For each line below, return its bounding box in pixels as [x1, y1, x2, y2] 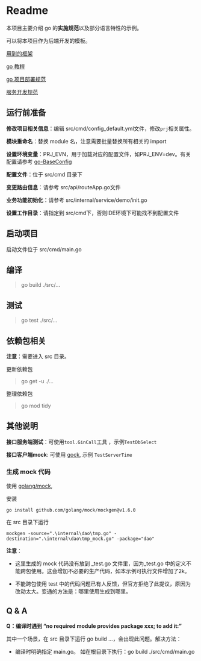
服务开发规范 [6, 88, 38, 95]
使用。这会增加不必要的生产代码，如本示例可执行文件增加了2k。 [31, 568, 191, 575]
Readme [6, 4, 49, 17]
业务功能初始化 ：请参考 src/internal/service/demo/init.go [6, 196, 147, 204]
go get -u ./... [20, 378, 54, 384]
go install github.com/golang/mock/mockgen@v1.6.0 [6, 507, 136, 513]
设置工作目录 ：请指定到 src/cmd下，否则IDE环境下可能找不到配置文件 [6, 209, 179, 216]
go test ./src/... [20, 317, 58, 324]
